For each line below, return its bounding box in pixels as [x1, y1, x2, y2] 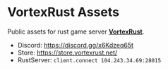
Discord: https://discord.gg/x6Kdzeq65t [17, 41, 134, 49]
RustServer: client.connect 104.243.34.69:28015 [17, 55, 162, 64]
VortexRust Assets [7, 4, 120, 20]
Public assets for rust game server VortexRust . [7, 27, 145, 36]
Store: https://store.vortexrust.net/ [17, 48, 118, 57]
